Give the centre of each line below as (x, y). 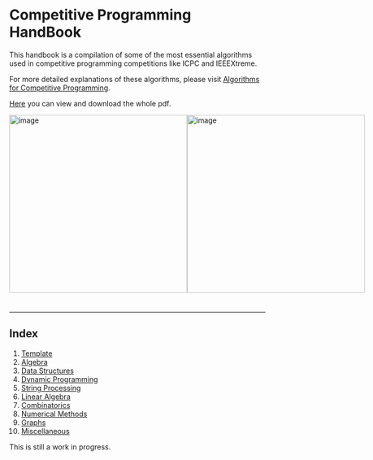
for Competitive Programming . (60, 88)
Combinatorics (46, 405)
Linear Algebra (46, 397)
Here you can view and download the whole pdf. (90, 103)
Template (37, 353)
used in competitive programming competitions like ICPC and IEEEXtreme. (133, 63)
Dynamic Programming (59, 379)
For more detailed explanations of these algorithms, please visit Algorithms (134, 79)
